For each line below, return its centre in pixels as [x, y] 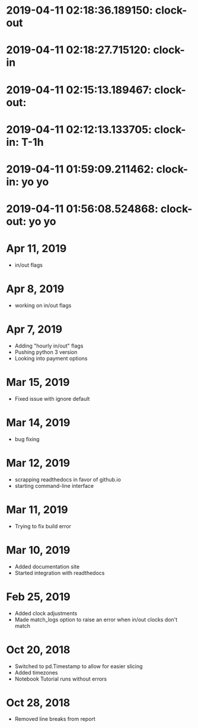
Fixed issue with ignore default [52, 398]
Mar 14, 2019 [38, 423]
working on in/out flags [43, 305]
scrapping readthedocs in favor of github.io [68, 479]
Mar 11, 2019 [37, 510]
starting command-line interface [54, 486]
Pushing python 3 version [46, 352]
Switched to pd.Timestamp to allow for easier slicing [79, 666]
